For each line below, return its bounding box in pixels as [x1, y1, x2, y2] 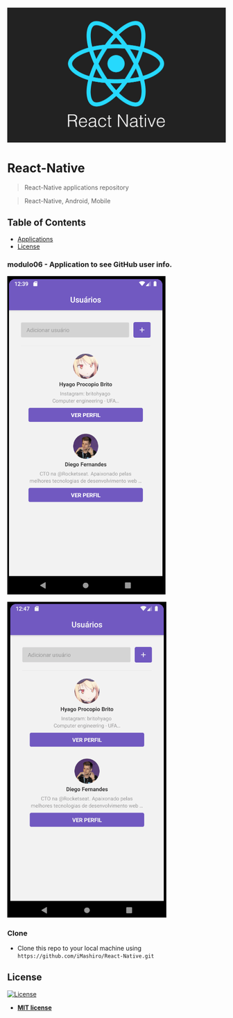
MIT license [17, 1003, 52, 1012]
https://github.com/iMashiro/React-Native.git [17, 952, 155, 960]
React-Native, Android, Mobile [24, 196, 111, 205]
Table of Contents [7, 217, 87, 228]
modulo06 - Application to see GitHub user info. [7, 260, 172, 269]
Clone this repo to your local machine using [17, 944, 142, 952]
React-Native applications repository [24, 183, 130, 192]
